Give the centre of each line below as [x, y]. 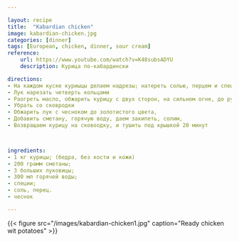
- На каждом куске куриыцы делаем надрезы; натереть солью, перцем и [113, 86]
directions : [25, 79]
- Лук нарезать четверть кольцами [59, 92]
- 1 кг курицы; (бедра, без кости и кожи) [71, 157]
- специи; [22, 184]
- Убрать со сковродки [41, 106]
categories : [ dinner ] [39, 40]
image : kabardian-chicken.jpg [52, 33]
